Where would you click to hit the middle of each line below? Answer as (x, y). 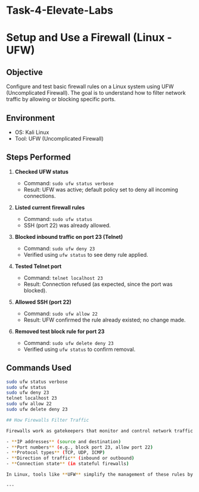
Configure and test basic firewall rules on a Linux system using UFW (90, 86)
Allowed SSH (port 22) (43, 302)
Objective (25, 72)
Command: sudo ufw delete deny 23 (69, 342)
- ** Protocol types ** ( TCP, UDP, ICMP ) (56, 453)
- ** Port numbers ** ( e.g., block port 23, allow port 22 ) (80, 447)
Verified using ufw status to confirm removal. (80, 349)
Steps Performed (39, 158)
